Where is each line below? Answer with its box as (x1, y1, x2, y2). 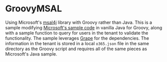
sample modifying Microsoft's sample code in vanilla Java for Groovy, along (5, 24, 162, 30)
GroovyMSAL (5, 3, 62, 14)
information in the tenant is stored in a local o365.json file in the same (5, 40, 149, 46)
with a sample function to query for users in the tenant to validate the (5, 30, 148, 36)
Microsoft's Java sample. (5, 51, 57, 57)
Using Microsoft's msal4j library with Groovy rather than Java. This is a (5, 19, 152, 25)
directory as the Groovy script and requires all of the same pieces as (5, 46, 147, 52)
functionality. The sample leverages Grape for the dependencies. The (5, 35, 149, 41)
